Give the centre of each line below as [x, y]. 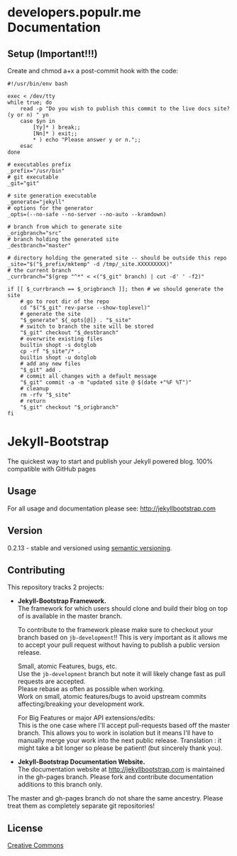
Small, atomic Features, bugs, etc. [67, 666]
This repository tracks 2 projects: [56, 587]
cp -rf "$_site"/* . [50, 351]
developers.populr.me [75, 12]
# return [33, 401]
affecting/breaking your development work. [81, 704]
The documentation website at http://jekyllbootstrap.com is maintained [121, 769]
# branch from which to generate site [65, 227]
